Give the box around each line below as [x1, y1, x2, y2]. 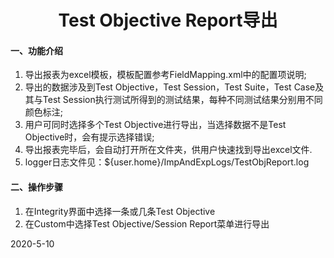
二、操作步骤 [10, 181, 63, 193]
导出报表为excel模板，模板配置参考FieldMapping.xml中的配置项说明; [24, 69, 307, 81]
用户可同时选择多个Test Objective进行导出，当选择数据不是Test [24, 119, 287, 131]
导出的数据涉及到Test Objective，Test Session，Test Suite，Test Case [24, 81, 316, 93]
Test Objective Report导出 [58, 9, 278, 32]
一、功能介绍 [10, 44, 63, 56]
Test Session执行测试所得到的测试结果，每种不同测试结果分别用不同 [42, 94, 323, 106]
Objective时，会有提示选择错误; [24, 131, 155, 143]
